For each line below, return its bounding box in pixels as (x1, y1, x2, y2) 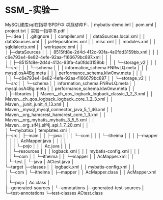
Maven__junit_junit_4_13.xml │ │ (5, 101, 70, 107)
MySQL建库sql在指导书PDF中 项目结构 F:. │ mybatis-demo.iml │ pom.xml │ (5, 22, 157, 28)
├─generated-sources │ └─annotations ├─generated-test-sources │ (5, 185, 145, 191)
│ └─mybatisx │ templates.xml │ (5, 127, 71, 133)
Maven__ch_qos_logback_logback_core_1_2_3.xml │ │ (5, 96, 113, 102)
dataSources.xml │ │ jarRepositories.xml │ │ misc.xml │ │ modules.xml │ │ (5, 38, 156, 44)
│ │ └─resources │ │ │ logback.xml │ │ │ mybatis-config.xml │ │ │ (5, 148, 141, 154)
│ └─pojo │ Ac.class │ (5, 179, 51, 185)
